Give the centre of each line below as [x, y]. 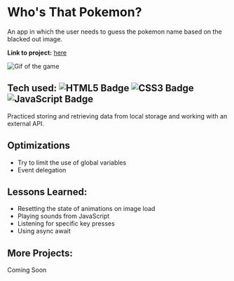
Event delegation [42, 170]
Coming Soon [27, 270]
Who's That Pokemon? [75, 12]
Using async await [44, 231]
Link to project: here [37, 53]
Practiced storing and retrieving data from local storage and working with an [117, 116]
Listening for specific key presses [66, 224]
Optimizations [39, 145]
